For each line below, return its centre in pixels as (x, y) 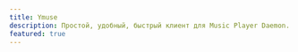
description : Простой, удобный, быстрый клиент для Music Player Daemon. (150, 26)
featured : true (38, 33)
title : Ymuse (34, 17)
